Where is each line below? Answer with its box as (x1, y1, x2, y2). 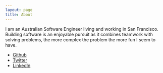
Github (12, 51, 27, 58)
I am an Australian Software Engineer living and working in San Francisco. (5, 26, 159, 32)
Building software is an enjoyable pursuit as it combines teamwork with (5, 31, 153, 37)
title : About (5, 12, 33, 17)
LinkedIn (12, 62, 31, 68)
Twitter (12, 57, 28, 63)
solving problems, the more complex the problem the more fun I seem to (5, 36, 156, 43)
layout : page (5, 7, 33, 13)
